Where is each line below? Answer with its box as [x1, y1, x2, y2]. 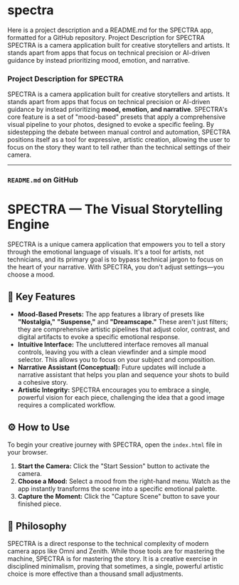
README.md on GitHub [7, 175, 78, 185]
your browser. [7, 447, 48, 456]
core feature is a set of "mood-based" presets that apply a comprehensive [7, 113, 226, 121]
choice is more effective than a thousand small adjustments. [7, 569, 184, 578]
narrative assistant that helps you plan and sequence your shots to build [17, 370, 230, 379]
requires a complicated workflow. [17, 400, 116, 409]
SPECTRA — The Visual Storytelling [7, 202, 223, 217]
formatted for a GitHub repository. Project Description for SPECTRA [7, 33, 205, 41]
